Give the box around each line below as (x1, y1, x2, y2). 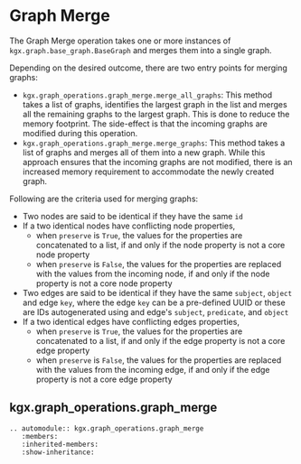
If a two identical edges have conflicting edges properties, (22, 316, 240, 327)
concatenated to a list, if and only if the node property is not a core (35, 239, 286, 250)
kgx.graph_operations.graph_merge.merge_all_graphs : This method (22, 89, 273, 100)
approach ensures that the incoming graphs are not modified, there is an (22, 156, 293, 167)
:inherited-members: (21, 440, 99, 449)
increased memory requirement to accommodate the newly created (22, 166, 275, 177)
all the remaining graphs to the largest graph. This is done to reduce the (22, 108, 290, 119)
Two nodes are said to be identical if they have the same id (22, 210, 244, 221)
